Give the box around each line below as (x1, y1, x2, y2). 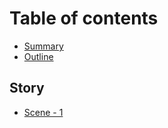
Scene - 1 (23, 106, 64, 118)
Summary (23, 40, 64, 52)
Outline (23, 50, 54, 62)
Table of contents (9, 7, 159, 30)
